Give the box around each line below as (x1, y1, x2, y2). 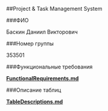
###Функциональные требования (6, 63, 93, 70)
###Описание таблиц (6, 86, 61, 94)
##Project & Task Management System (6, 5, 103, 12)
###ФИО (6, 17, 29, 23)
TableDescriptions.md (6, 98, 63, 105)
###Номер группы (6, 40, 54, 47)
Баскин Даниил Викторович (6, 28, 78, 35)
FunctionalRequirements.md (6, 75, 79, 82)
